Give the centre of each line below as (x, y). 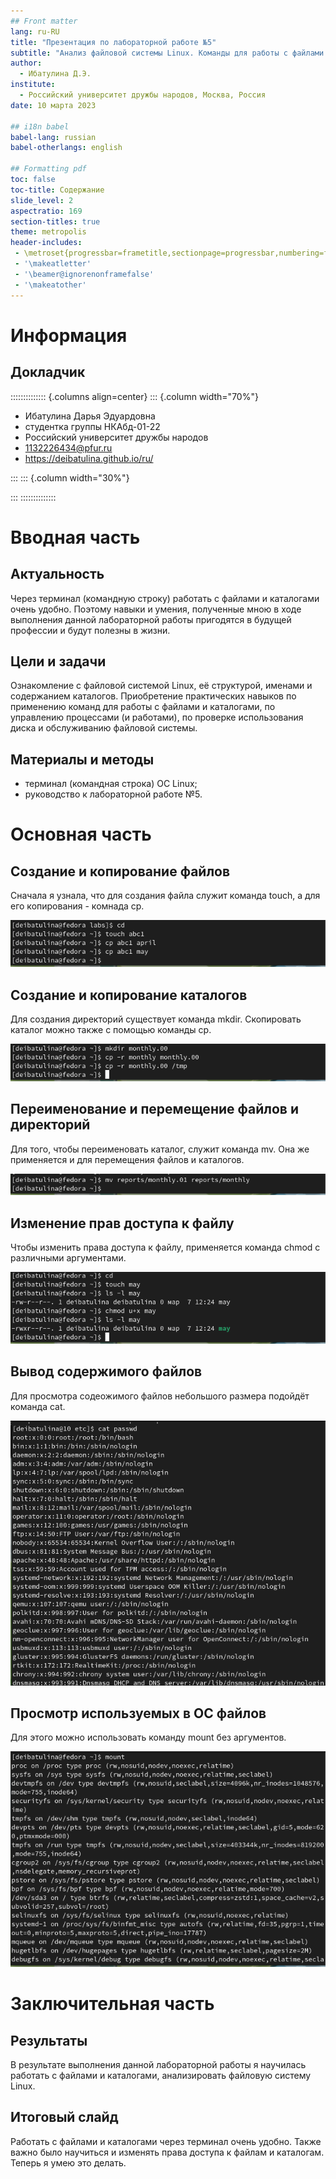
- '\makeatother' (50, 285)
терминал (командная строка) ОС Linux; (111, 784)
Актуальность (57, 574)
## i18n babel (40, 126)
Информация (69, 335)
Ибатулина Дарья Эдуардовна (90, 416)
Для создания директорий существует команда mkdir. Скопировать (156, 1019)
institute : (33, 85)
